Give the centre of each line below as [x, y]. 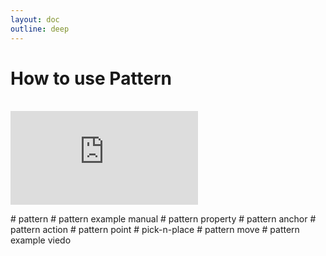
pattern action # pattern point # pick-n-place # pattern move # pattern [155, 230]
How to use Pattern [91, 78]
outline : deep [40, 29]
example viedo [41, 240]
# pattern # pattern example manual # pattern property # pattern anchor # [163, 219]
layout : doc [35, 19]
